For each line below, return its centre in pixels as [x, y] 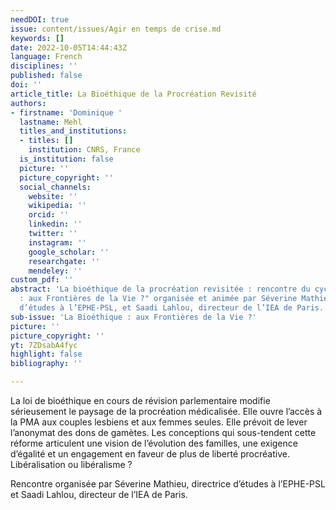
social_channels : [55, 187]
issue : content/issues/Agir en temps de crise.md [116, 29]
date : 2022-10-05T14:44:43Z [69, 47]
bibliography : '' [46, 364]
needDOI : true [40, 19]
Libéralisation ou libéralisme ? [71, 464]
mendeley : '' [55, 271]
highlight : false [46, 354]
